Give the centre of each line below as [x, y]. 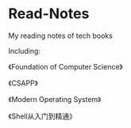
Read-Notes [49, 14]
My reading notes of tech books [60, 36]
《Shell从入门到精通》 [42, 116]
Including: [25, 51]
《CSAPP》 [23, 83]
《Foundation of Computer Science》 [65, 66]
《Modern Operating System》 [55, 99]
